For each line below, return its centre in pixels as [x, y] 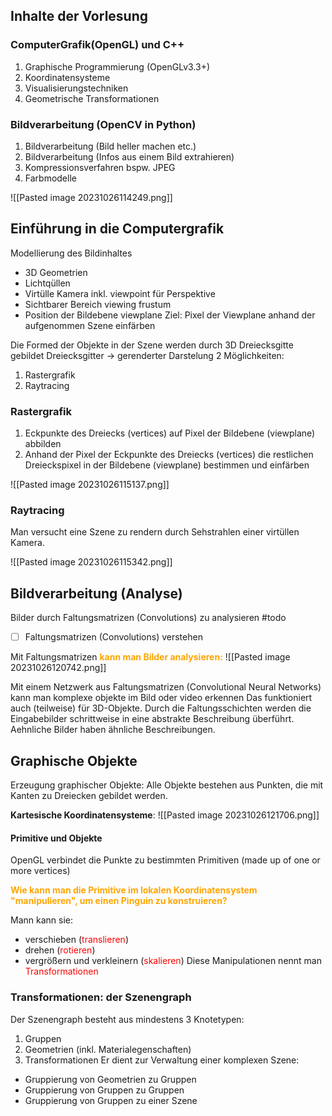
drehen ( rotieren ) [60, 950]
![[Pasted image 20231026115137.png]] [90, 485]
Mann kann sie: [41, 920]
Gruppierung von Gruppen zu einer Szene [111, 1100]
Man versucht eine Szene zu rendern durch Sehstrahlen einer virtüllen [155, 532]
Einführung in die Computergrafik [117, 229]
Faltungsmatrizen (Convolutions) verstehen [113, 637]
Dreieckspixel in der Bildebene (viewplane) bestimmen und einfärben [167, 465]
